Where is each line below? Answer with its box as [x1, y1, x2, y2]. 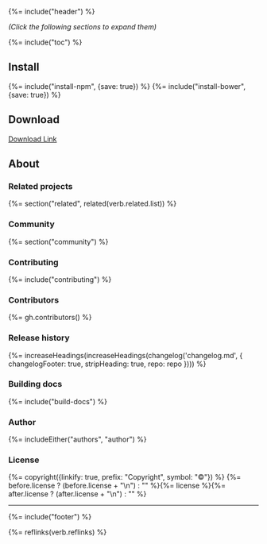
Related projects [8, 180, 73, 191]
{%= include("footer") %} [8, 512, 92, 522]
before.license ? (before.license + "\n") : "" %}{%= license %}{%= [8, 480, 226, 491]
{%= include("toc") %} [8, 37, 83, 47]
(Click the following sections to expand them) [8, 22, 157, 31]
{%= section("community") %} [8, 237, 109, 246]
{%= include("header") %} [8, 7, 95, 16]
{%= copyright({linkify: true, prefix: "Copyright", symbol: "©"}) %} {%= [8, 473, 242, 482]
